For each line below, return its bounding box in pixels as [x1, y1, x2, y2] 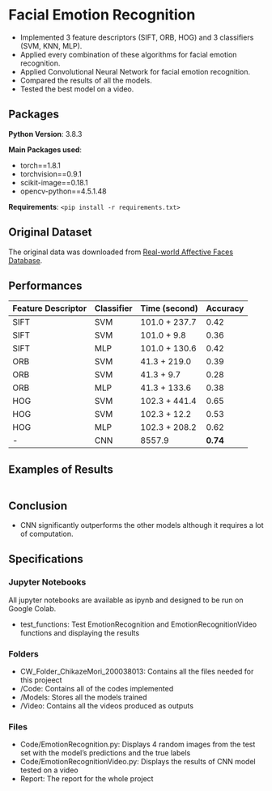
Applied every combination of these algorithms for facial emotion [19, 49, 237, 59]
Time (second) [140, 303, 198, 314]
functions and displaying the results [19, 627, 140, 637]
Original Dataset [8, 225, 92, 240]
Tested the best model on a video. [19, 83, 134, 94]
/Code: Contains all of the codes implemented [19, 683, 174, 693]
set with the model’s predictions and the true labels [19, 748, 191, 758]
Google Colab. [8, 603, 57, 613]
